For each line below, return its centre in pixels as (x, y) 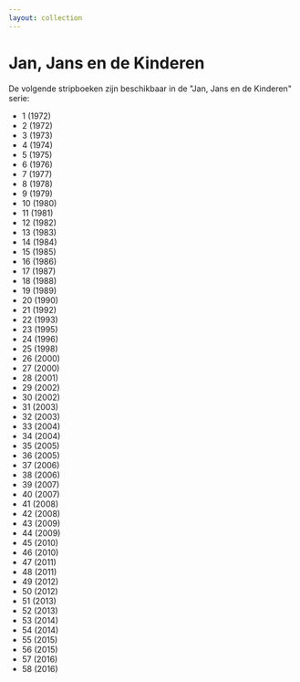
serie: (19, 98)
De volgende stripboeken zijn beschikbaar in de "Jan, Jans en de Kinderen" (150, 89)
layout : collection (46, 18)
